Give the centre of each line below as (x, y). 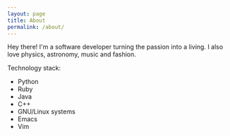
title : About (26, 20)
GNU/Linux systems (46, 112)
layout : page (26, 14)
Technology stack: (34, 68)
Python (28, 82)
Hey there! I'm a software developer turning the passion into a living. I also (115, 47)
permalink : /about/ (36, 27)
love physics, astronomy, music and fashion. (72, 54)
